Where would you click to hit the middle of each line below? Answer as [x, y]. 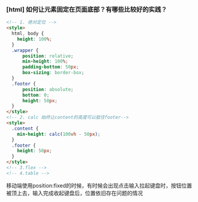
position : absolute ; [48, 89]
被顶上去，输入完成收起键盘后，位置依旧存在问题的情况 [74, 193]
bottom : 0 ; [36, 95]
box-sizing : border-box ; [53, 73]
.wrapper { [25, 50]
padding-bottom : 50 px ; [50, 67]
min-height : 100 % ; [45, 61]
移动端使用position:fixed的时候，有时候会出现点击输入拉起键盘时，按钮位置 [99, 185]
